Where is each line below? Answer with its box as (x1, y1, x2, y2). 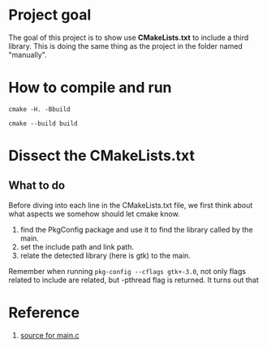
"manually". (8, 50, 47, 59)
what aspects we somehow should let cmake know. (8, 209, 180, 219)
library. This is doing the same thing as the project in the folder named (8, 41, 243, 50)
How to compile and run (8, 79, 172, 97)
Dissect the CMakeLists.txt (8, 146, 195, 165)
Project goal (8, 6, 92, 24)
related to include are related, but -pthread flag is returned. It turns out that (8, 275, 260, 285)
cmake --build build (8, 120, 79, 128)
